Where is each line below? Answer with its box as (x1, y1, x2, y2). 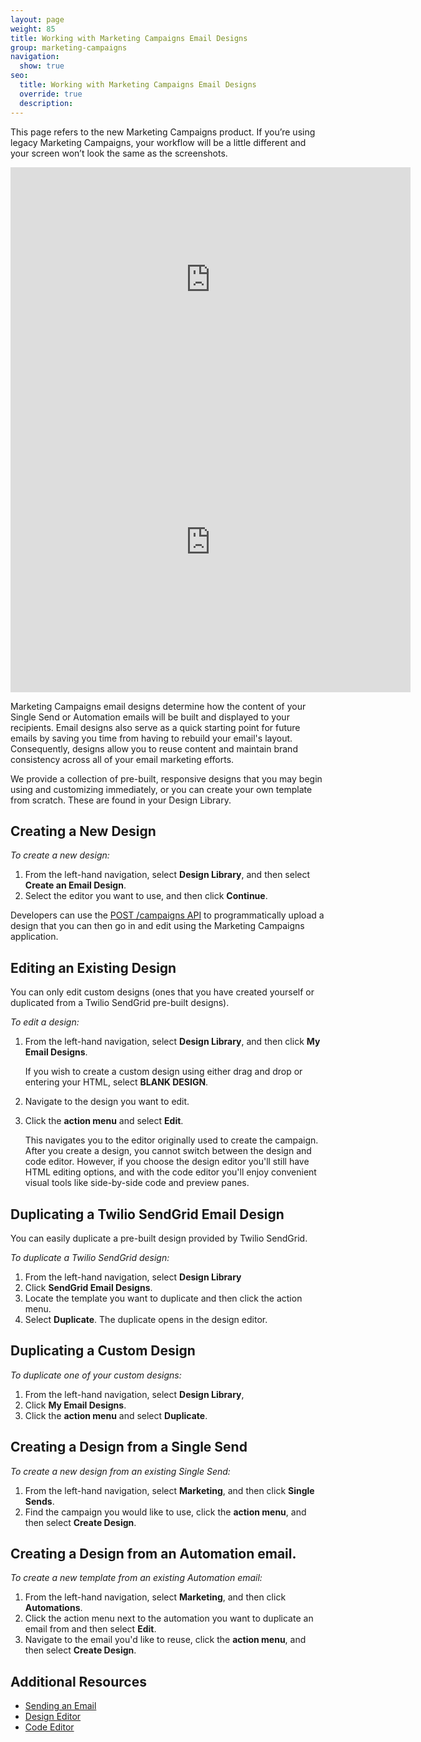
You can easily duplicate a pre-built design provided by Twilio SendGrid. (10, 1232, 308, 1244)
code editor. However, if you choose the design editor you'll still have (24, 1156, 310, 1168)
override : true (19, 89, 83, 99)
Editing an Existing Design (10, 959, 177, 976)
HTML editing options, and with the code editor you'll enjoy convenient (24, 1166, 317, 1178)
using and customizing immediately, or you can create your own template (10, 783, 313, 795)
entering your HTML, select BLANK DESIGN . (24, 1076, 209, 1088)
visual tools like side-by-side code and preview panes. (24, 1177, 250, 1189)
